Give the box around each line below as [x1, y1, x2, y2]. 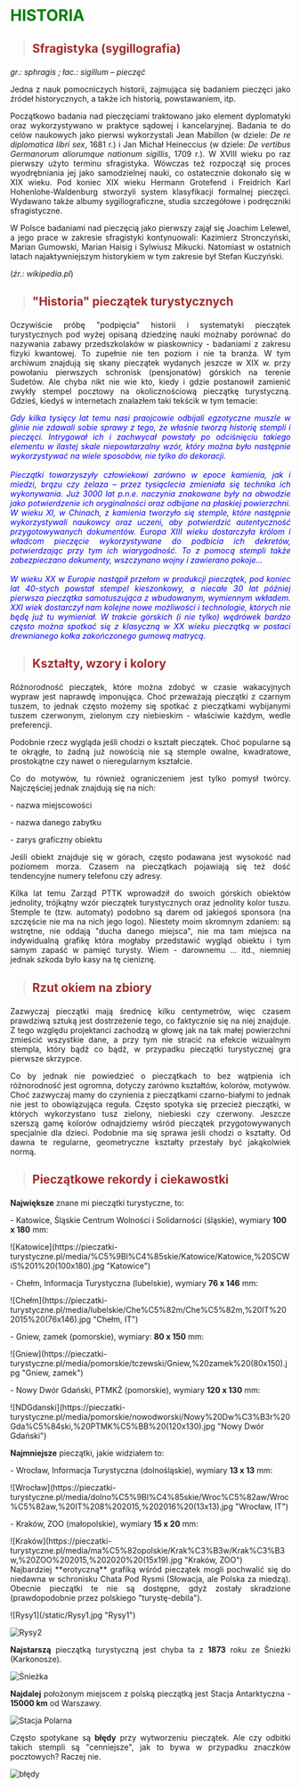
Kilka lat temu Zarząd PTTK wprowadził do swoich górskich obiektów [10, 888, 291, 898]
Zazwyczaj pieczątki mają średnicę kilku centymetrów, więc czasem [10, 1005, 291, 1016]
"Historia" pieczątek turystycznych [31, 293, 234, 308]
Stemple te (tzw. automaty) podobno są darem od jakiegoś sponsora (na [10, 906, 291, 918]
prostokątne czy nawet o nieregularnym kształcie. [10, 756, 193, 767]
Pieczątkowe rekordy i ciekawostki [31, 1172, 230, 1187]
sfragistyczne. [10, 205, 63, 216]
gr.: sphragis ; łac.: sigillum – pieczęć [10, 66, 146, 77]
